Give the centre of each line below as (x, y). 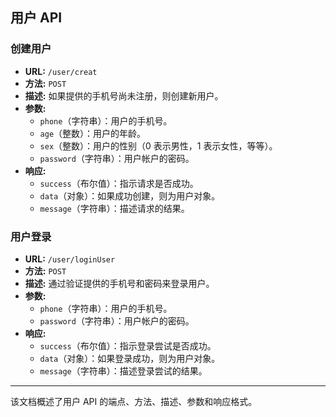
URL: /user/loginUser (70, 259)
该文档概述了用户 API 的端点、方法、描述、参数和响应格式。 (134, 401)
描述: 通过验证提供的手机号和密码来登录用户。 (119, 283)
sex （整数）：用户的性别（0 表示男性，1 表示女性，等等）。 (158, 145)
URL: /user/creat (61, 71)
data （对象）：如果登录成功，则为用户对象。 (130, 358)
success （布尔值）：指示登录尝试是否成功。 (128, 345)
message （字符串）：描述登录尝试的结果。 (123, 370)
